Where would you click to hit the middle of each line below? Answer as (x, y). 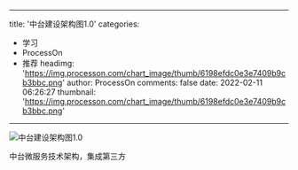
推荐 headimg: (48, 63)
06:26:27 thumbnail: (59, 92)
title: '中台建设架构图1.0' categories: (74, 24)
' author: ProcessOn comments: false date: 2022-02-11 (162, 82)
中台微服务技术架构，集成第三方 (67, 156)
